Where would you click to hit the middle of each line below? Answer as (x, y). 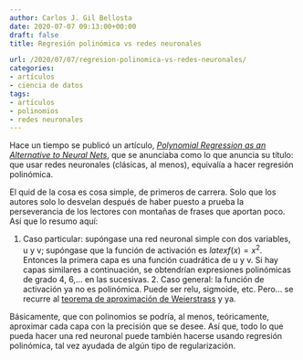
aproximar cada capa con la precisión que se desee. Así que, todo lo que (146, 326)
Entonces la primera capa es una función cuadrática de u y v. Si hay (150, 259)
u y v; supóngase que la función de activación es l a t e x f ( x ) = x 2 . (142, 249)
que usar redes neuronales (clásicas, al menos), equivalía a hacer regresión (151, 164)
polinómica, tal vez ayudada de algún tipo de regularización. (123, 345)
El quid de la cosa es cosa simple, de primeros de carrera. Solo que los (143, 192)
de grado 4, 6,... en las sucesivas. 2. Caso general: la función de (143, 279)
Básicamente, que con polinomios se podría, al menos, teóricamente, (139, 316)
